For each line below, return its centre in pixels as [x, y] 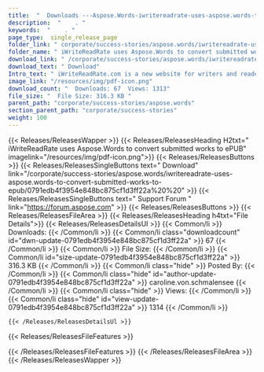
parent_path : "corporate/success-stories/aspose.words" [101, 103]
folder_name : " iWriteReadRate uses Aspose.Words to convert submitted [128, 52]
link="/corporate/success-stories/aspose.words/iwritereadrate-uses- [121, 173]
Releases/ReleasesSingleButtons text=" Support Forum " [100, 198]
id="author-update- [185, 274]
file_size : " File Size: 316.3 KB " [70, 96]
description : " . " [47, 23]
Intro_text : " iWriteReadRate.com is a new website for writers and [123, 74]
